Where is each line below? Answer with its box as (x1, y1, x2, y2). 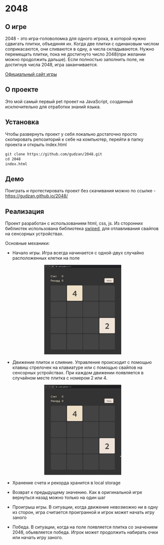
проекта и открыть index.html (5, 141, 67, 148)
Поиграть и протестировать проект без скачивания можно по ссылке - (5, 188, 156, 194)
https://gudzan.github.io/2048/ (5, 193, 68, 199)
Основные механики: (5, 241, 50, 246)
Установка (5, 118, 39, 126)
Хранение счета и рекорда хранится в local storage (12, 480, 121, 486)
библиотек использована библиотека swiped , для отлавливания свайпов (5, 226, 159, 232)
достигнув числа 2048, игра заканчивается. (5, 62, 98, 67)
